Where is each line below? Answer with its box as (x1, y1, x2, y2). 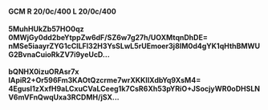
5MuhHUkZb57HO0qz (8, 24, 84, 34)
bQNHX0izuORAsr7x (8, 67, 79, 76)
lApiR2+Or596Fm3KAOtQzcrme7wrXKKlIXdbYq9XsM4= (8, 75, 201, 85)
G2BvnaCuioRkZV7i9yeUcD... (8, 50, 110, 59)
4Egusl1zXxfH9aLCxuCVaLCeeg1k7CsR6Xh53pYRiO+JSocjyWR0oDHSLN (8, 84, 261, 94)
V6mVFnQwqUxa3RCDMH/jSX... (8, 92, 120, 102)
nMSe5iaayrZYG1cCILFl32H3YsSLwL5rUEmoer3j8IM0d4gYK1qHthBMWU (8, 41, 261, 51)
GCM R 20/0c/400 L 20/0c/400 (8, 6, 116, 16)
